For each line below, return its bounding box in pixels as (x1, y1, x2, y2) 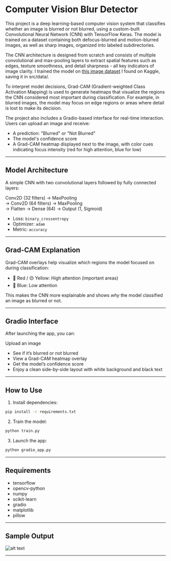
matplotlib (12, 507, 34, 513)
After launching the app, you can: (5, 330, 75, 336)
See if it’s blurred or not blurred (12, 350, 79, 356)
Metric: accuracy (12, 226, 47, 232)
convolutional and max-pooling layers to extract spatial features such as (5, 57, 157, 63)
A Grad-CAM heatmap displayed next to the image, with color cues (12, 141, 154, 147)
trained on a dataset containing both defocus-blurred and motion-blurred (5, 37, 159, 43)
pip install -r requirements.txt (5, 409, 76, 414)
